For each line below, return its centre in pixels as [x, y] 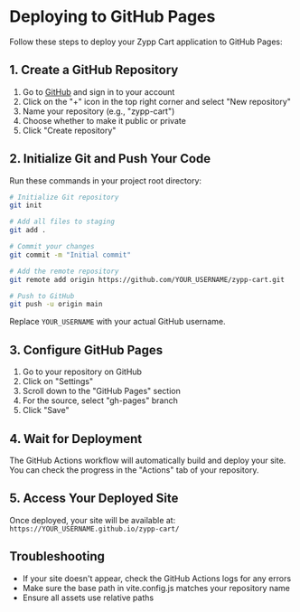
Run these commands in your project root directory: [105, 180]
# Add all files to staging [62, 222]
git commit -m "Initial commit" [70, 255]
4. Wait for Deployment [76, 439]
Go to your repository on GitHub [82, 372]
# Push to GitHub [42, 296]
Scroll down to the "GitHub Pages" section [101, 391]
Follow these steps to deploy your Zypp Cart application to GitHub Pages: [146, 42]
